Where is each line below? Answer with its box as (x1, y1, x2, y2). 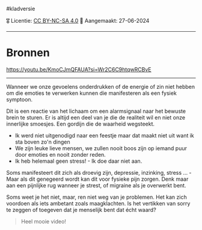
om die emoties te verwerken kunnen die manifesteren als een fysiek (6, 89, 177, 97)
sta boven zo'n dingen (14, 138, 70, 145)
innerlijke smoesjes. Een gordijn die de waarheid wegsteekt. (6, 120, 155, 127)
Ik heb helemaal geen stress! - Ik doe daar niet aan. (14, 157, 142, 165)
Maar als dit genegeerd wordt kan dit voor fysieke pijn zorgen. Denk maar (6, 175, 189, 183)
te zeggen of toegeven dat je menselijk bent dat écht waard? (6, 206, 156, 213)
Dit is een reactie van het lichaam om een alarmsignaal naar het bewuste (6, 107, 186, 115)
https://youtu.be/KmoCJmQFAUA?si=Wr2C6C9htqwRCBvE (6, 65, 151, 73)
